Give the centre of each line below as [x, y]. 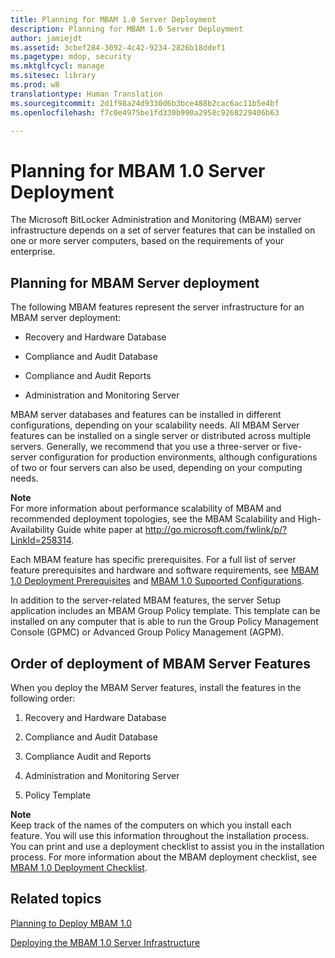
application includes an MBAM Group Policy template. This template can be [165, 611]
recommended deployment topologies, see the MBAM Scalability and [153, 519]
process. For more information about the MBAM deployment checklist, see [164, 857]
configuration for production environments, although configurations [178, 457]
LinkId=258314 [41, 540]
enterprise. [33, 252]
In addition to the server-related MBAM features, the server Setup [146, 600]
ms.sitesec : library [53, 76]
